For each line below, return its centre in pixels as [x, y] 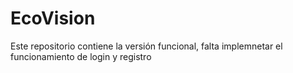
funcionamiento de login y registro [81, 56]
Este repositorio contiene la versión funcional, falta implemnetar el [146, 46]
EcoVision [53, 18]
